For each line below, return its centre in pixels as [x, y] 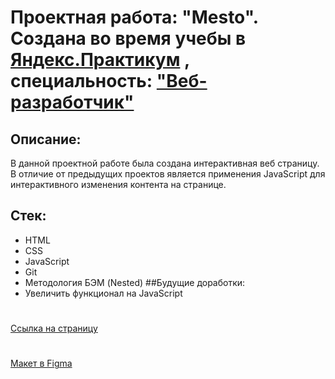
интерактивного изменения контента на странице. [118, 184]
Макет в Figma [41, 363]
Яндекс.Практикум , [100, 60]
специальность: [81, 81]
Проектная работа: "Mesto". [134, 17]
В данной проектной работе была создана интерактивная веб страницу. [165, 163]
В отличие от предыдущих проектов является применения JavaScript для [168, 174]
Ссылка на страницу [54, 328]
